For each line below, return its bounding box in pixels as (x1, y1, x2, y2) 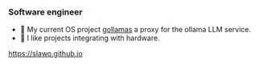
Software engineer (8, 6, 83, 18)
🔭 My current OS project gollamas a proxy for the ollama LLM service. (19, 25, 252, 35)
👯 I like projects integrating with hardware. (19, 33, 160, 43)
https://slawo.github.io (8, 49, 83, 59)
